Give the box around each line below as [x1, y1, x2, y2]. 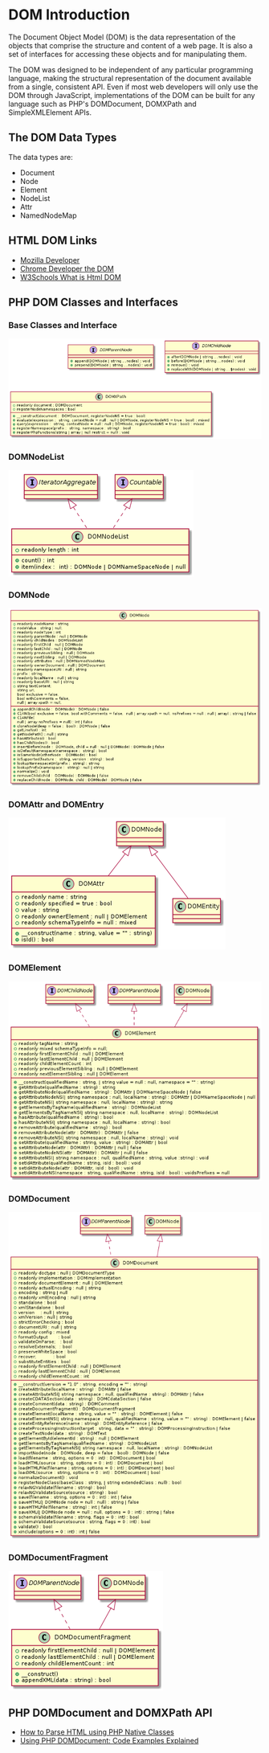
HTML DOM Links [8, 234, 98, 248]
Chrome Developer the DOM [19, 264, 114, 273]
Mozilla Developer [19, 255, 80, 264]
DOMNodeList [8, 452, 65, 463]
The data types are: [8, 152, 74, 162]
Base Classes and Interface [8, 319, 118, 330]
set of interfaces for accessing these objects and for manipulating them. [8, 49, 247, 59]
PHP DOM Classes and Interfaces [8, 295, 179, 309]
